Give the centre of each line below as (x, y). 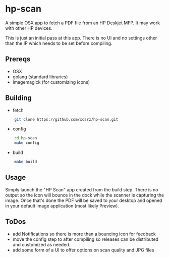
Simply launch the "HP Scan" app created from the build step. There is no (82, 189)
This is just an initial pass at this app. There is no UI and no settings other (81, 38)
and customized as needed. (41, 244)
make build (26, 162)
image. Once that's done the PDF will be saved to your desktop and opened (84, 200)
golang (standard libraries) (40, 77)
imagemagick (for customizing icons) (51, 82)
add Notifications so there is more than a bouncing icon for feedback (84, 234)
